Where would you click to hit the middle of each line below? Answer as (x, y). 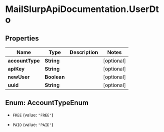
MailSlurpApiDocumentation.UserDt (82, 9)
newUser (19, 77)
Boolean (55, 77)
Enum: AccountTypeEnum (47, 103)
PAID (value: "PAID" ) (33, 124)
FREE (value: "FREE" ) (33, 115)
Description (84, 52)
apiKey (16, 69)
